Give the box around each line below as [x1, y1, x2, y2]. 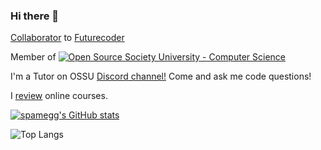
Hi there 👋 [10, 9, 60, 23]
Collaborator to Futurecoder [10, 32, 125, 44]
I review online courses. [10, 90, 108, 102]
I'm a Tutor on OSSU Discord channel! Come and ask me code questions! [10, 70, 312, 83]
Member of [10, 51, 57, 63]
